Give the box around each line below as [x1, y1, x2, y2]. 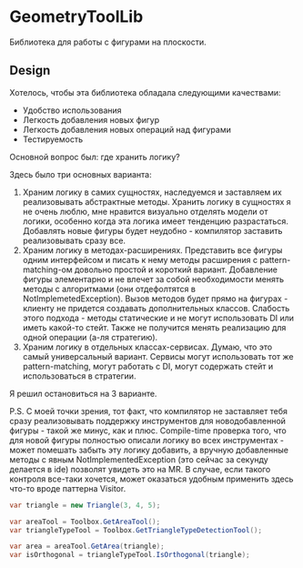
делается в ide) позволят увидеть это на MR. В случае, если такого [9, 463, 271, 474]
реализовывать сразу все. [22, 235, 126, 246]
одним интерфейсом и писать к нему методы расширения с [22, 254, 258, 265]
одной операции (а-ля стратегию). [22, 331, 158, 342]
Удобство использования [22, 105, 122, 116]
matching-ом [22, 264, 73, 275]
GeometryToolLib [9, 6, 144, 27]
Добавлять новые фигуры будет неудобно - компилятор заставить [22, 225, 283, 236]
